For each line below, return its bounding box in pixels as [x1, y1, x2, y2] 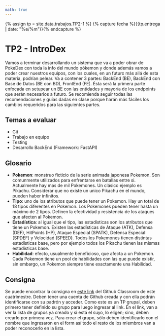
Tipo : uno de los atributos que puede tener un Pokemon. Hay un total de [12, 198, 160, 204]
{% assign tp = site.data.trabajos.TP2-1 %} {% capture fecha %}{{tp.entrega [5, 21, 161, 27]
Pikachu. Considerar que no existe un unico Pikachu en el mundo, [12, 188, 146, 194]
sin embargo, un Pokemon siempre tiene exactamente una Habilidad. [12, 261, 152, 267]
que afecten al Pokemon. [12, 214, 63, 220]
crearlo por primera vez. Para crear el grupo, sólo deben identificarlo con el [5, 315, 159, 321]
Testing [12, 139, 28, 146]
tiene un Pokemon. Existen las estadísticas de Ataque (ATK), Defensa [12, 224, 153, 230]
